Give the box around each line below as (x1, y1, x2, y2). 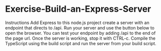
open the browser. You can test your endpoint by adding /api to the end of (5, 30, 156, 36)
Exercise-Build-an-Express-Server (5, 3, 152, 15)
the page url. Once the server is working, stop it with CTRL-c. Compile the (5, 35, 156, 41)
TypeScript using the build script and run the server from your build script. (5, 40, 157, 46)
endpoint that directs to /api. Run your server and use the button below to (5, 25, 155, 30)
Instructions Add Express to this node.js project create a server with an (5, 20, 150, 25)
